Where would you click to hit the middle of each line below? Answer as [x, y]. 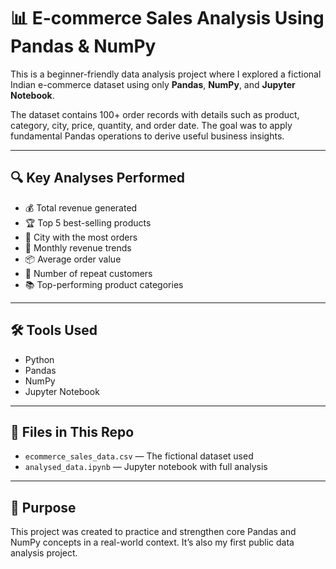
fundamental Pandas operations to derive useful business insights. [147, 136]
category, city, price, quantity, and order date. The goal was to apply [151, 125]
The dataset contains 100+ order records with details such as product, [155, 114]
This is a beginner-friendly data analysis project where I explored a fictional [166, 74]
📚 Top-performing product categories [104, 284]
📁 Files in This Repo [72, 431]
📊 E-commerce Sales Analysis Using [167, 18]
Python [39, 359]
